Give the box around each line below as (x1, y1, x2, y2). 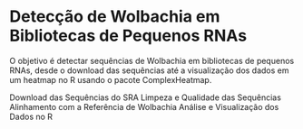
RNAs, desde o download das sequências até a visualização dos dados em (9, 65, 289, 76)
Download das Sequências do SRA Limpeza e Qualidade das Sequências (9, 92, 281, 103)
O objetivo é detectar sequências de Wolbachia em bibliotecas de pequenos (9, 55, 295, 66)
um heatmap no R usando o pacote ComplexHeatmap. (9, 74, 212, 85)
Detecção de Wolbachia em (9, 6, 220, 27)
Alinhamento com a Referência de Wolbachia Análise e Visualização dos (9, 101, 279, 112)
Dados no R (9, 111, 53, 122)
